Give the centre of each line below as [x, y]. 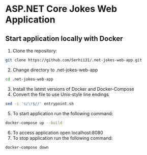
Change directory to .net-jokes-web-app [55, 70]
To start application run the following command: [63, 113]
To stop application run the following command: [63, 138]
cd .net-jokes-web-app [29, 79]
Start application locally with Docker [64, 38]
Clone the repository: [35, 51]
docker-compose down [27, 147]
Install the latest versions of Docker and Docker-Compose [73, 89]
